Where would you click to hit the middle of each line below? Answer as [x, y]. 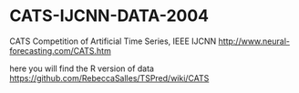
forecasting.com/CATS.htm [60, 50]
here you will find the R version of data [82, 68]
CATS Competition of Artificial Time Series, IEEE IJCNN [113, 41]
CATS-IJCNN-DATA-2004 [109, 16]
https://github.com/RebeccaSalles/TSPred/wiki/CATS [109, 77]
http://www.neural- [254, 41]
